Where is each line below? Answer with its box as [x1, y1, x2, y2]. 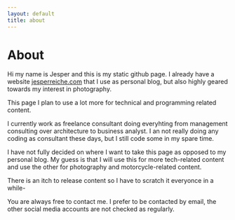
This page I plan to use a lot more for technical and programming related [7, 99, 217, 107]
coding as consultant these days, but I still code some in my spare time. [7, 135, 214, 143]
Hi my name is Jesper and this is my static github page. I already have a [7, 70, 215, 78]
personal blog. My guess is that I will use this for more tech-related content [7, 156, 224, 164]
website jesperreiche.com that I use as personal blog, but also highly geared [7, 78, 228, 86]
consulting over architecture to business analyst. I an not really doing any [7, 127, 219, 135]
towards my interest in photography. [7, 85, 112, 93]
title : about [7, 17, 46, 24]
